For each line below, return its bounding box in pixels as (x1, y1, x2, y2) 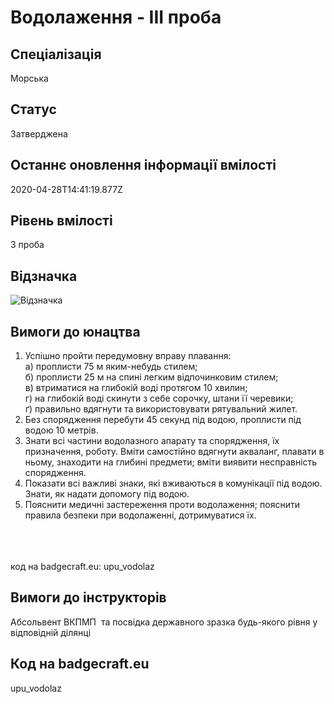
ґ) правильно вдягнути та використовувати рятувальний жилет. (24, 403, 298, 415)
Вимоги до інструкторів (10, 589, 167, 606)
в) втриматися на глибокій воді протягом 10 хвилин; (24, 382, 248, 394)
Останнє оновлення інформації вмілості (10, 157, 277, 174)
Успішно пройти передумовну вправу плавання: (24, 350, 232, 362)
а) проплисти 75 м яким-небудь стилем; (24, 361, 198, 373)
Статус (10, 101, 57, 118)
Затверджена (10, 127, 68, 140)
